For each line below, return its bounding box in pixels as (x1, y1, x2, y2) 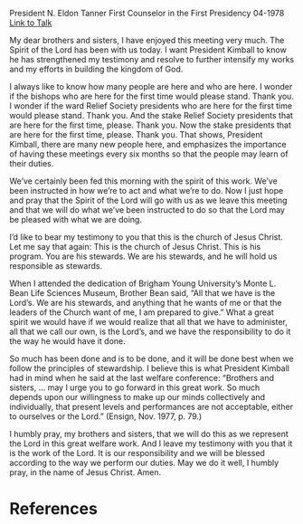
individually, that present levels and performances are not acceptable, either (9, 402, 294, 412)
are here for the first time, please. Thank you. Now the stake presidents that (9, 119, 292, 130)
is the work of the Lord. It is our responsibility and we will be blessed (9, 448, 265, 458)
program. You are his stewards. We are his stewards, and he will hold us (9, 251, 278, 262)
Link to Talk (9, 17, 52, 28)
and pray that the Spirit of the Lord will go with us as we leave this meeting (9, 195, 288, 205)
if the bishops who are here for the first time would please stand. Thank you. (9, 91, 294, 101)
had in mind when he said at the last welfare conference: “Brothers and (9, 373, 274, 383)
